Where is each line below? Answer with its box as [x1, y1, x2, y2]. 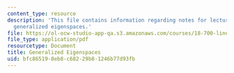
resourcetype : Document [7, 42, 77, 49]
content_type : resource [7, 10, 77, 17]
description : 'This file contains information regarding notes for [7, 17, 208, 24]
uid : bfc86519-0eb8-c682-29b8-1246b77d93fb [7, 56, 136, 63]
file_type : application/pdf [7, 36, 89, 43]
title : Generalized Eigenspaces [7, 49, 101, 56]
